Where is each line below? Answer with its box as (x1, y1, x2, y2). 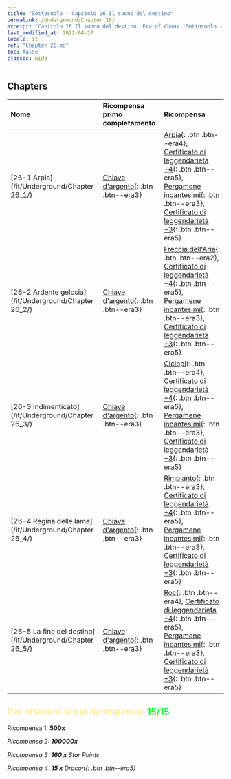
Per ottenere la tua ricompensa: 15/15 (7, 705, 170, 717)
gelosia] (60, 287, 87, 297)
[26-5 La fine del (10, 626, 67, 636)
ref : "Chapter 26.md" (7, 42, 69, 49)
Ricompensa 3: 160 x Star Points (7, 751, 100, 759)
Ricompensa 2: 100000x (7, 738, 78, 746)
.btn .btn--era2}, (164, 253, 219, 262)
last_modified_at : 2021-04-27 (7, 29, 94, 37)
